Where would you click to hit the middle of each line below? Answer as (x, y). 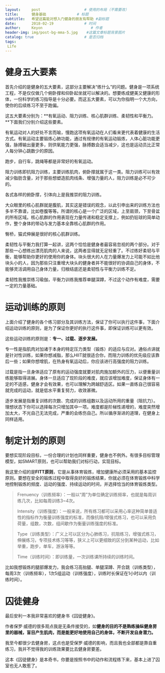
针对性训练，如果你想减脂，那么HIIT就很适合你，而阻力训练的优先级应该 (82, 355)
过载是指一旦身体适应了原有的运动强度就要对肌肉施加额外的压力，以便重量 (80, 372)
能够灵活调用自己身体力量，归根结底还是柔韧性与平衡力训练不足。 (72, 269)
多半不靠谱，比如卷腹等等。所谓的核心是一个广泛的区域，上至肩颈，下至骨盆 (82, 211)
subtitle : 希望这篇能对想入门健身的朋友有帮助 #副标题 (57, 19)
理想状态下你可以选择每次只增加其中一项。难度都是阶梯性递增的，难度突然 (80, 407)
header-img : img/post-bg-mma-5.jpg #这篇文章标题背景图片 (65, 32)
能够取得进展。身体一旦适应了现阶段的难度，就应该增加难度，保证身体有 (82, 378)
